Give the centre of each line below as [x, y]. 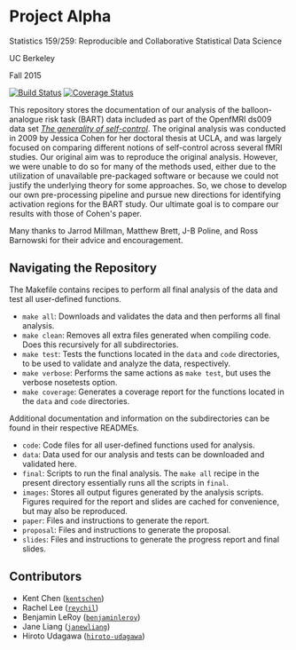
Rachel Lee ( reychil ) [60, 607]
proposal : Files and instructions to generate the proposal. [126, 529]
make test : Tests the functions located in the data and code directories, [151, 353]
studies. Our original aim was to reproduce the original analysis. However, [144, 156]
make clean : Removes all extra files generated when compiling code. [147, 335]
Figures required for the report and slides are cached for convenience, [151, 501]
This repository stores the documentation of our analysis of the [125, 109]
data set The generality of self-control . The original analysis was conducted [148, 128]
